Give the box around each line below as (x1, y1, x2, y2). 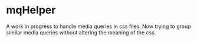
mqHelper (6, 3, 56, 17)
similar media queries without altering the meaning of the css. (6, 29, 156, 36)
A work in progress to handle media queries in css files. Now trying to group (6, 23, 191, 30)
